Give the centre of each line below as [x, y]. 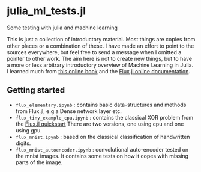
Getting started [36, 91]
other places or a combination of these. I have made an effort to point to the [100, 46]
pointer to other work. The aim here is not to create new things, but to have [100, 58]
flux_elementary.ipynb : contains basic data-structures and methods [101, 105]
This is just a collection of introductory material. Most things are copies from [101, 39]
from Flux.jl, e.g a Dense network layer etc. [69, 111]
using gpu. [29, 130]
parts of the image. [39, 162]
